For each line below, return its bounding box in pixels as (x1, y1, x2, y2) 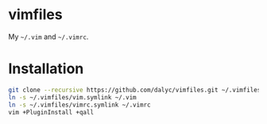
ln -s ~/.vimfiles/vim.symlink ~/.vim (8, 93, 137, 101)
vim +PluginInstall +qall (8, 108, 94, 116)
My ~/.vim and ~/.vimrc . (8, 32, 89, 41)
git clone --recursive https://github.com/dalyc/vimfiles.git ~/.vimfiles (8, 86, 261, 94)
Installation (8, 60, 84, 78)
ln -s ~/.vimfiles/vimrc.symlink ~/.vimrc (8, 101, 151, 109)
